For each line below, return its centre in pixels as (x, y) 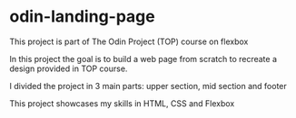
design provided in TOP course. (69, 68)
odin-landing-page (83, 17)
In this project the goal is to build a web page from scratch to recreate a (143, 59)
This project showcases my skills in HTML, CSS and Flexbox (122, 103)
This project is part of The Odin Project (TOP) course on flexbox (129, 41)
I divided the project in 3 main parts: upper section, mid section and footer (148, 86)
